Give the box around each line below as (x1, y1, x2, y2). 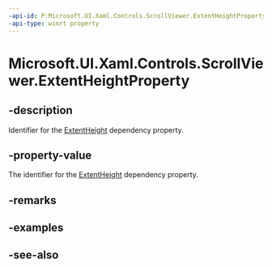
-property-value (8, 148, 92, 162)
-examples (8, 221, 64, 235)
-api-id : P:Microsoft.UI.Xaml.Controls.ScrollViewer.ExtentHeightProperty (8, 11, 266, 20)
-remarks (8, 193, 57, 207)
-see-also (8, 248, 59, 262)
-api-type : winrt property (8, 19, 100, 28)
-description (8, 104, 73, 117)
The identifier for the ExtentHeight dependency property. (8, 170, 198, 180)
